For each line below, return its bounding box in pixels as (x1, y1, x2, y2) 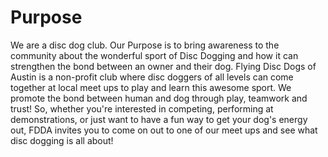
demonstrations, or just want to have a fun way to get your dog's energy (10, 113, 308, 125)
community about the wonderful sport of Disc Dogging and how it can (10, 49, 299, 61)
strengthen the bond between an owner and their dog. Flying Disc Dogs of (10, 60, 317, 72)
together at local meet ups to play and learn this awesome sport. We (10, 81, 292, 93)
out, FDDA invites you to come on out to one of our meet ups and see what (10, 124, 318, 136)
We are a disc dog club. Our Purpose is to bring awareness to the (10, 39, 280, 51)
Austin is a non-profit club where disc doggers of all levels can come (10, 71, 294, 83)
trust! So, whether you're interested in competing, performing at (10, 102, 274, 115)
